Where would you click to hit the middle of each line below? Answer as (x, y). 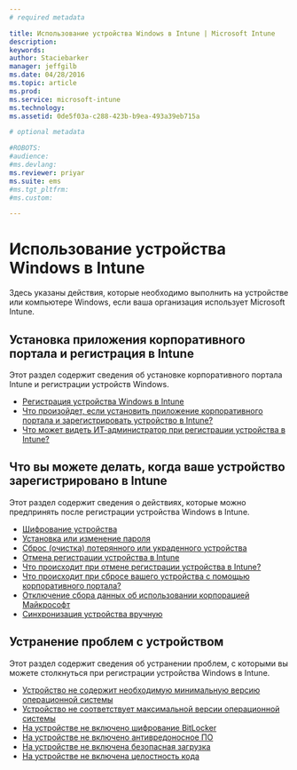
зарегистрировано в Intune (88, 481)
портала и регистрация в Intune (102, 353)
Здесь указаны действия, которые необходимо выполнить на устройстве (149, 293)
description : (33, 42)
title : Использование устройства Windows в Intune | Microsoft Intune (142, 33)
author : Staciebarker (49, 59)
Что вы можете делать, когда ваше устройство (147, 467)
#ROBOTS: (25, 148)
